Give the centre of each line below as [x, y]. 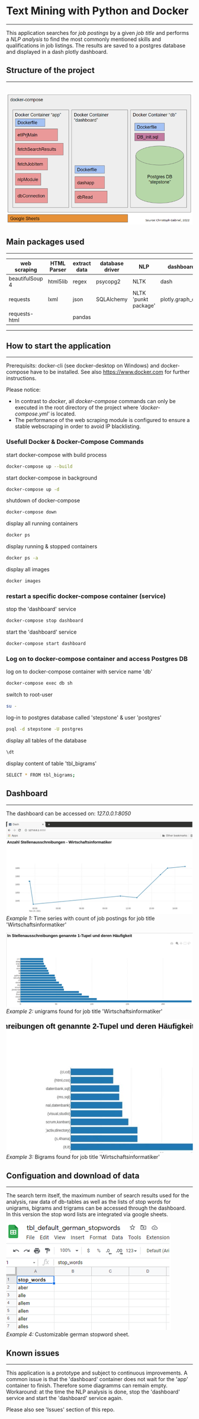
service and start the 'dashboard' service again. [65, 1398]
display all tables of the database [46, 740]
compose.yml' [32, 414]
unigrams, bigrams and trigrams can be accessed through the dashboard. [96, 1208]
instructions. [21, 378]
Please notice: [23, 390]
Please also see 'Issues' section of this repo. [60, 1410]
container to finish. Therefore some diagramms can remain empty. [87, 1385]
